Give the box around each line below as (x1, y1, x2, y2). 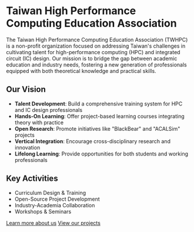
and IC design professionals (14, 106, 83, 113)
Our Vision (6, 84, 46, 95)
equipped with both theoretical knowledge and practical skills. (6, 67, 157, 74)
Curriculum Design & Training (14, 189, 86, 196)
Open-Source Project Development (14, 195, 100, 203)
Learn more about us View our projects (6, 219, 101, 226)
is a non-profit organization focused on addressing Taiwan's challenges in (6, 42, 186, 49)
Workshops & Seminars (14, 208, 72, 215)
